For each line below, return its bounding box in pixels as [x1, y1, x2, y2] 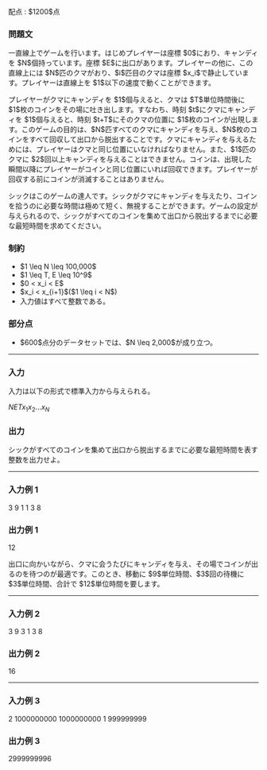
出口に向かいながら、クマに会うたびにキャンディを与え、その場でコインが [8, 559, 252, 568]
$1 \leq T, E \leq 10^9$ [19, 269, 93, 280]
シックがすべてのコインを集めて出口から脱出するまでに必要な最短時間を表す [8, 445, 258, 455]
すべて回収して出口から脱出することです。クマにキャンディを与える [29, 134, 250, 145]
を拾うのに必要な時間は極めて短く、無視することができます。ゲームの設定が [8, 201, 258, 211]
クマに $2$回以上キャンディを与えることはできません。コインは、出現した [8, 154, 253, 164]
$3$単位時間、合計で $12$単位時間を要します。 [8, 578, 164, 588]
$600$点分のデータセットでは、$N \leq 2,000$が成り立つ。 [19, 337, 217, 347]
